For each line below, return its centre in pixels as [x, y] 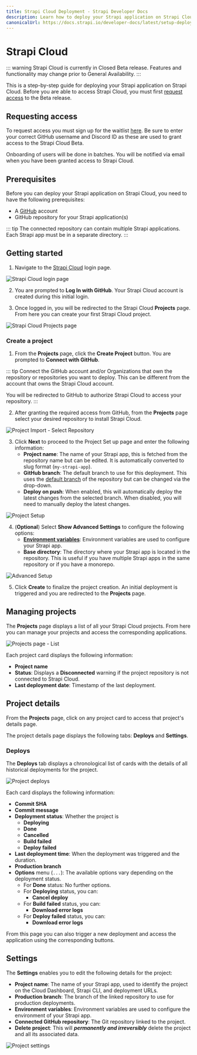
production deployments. [45, 1003]
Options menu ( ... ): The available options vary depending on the [94, 872]
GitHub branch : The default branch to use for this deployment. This [105, 473]
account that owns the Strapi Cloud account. [60, 384]
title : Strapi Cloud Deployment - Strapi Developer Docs [77, 11]
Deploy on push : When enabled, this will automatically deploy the [103, 492]
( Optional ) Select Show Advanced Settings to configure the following [99, 527]
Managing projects [41, 612]
